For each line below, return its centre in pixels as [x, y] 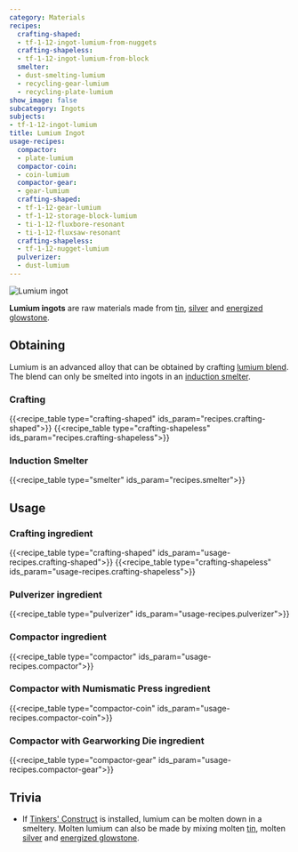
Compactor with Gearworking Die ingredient [107, 741]
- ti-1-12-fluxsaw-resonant [69, 232]
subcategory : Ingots [48, 109]
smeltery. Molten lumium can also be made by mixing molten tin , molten [154, 828]
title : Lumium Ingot [48, 133]
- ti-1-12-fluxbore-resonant [71, 224]
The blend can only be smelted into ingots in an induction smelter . [130, 376]
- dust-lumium [43, 266]
